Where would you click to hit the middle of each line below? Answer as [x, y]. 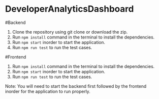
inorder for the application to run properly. [48, 91]
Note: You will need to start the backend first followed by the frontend [76, 86]
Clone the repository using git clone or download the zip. [70, 32]
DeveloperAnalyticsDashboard [69, 9]
